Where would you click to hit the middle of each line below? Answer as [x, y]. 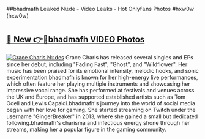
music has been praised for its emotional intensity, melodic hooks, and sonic [102, 70]
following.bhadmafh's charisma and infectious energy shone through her [98, 122]
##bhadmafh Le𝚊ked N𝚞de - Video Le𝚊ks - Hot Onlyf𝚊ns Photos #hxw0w [100, 9]
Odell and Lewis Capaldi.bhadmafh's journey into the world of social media [101, 103]
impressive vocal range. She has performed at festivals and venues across [100, 90]
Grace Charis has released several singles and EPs [129, 57]
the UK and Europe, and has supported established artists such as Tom [96, 97]
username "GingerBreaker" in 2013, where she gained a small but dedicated [102, 116]
